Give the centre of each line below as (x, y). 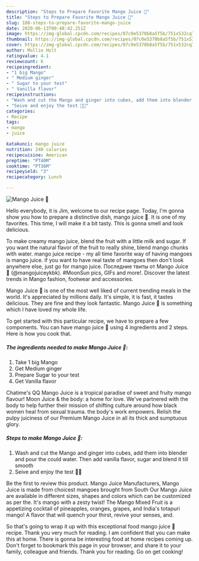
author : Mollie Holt (32, 51)
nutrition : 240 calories (37, 149)
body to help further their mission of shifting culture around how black (92, 405)
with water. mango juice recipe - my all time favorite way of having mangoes (99, 254)
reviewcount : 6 (25, 61)
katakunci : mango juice (36, 144)
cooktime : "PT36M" (29, 166)
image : (14, 34)
